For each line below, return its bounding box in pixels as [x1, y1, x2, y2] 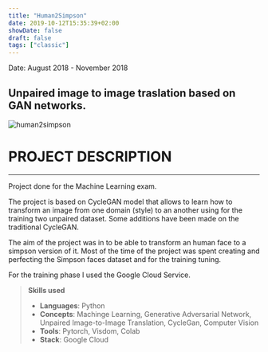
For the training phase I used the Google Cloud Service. [8, 270, 191, 280]
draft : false [8, 33, 52, 42]
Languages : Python [39, 300, 105, 311]
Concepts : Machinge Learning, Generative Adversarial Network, [39, 309, 252, 319]
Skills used [27, 285, 65, 295]
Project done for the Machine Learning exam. [8, 181, 157, 191]
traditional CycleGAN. [8, 222, 80, 232]
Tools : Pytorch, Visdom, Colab [39, 326, 140, 335]
